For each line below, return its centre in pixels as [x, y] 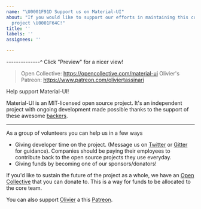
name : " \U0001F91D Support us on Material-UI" [65, 12]
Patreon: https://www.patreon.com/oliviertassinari [83, 80]
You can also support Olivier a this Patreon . [60, 199]
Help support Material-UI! [38, 91]
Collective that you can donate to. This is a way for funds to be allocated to [99, 181]
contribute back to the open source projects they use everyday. [93, 157]
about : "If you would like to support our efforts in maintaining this [97, 17]
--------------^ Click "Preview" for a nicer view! [65, 62]
